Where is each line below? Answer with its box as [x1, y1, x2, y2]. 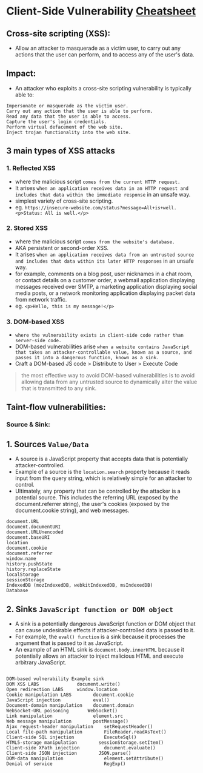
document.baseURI [6, 535, 50, 541]
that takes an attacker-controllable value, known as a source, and [15, 349, 192, 356]
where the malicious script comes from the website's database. [15, 238, 175, 245]
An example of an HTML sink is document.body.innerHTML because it [15, 646, 185, 653]
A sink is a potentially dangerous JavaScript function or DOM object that [15, 620, 196, 627]
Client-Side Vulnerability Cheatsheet [6, 4, 196, 18]
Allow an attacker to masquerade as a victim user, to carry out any [15, 44, 181, 52]
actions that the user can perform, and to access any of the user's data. [15, 51, 195, 58]
